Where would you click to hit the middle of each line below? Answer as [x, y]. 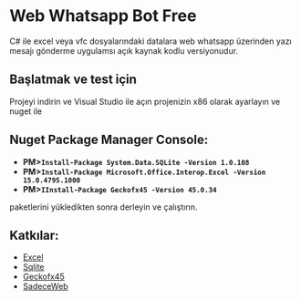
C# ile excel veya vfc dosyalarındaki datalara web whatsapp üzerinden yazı [150, 41]
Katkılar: [34, 235]
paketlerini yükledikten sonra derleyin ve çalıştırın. [104, 207]
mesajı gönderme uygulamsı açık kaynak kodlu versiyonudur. [124, 50]
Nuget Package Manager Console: [109, 140]
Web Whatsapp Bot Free [103, 16]
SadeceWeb [45, 286]
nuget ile [26, 111]
